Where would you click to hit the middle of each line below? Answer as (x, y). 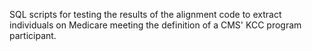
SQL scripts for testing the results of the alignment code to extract (145, 14)
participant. (33, 35)
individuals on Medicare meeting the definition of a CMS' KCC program (155, 25)
